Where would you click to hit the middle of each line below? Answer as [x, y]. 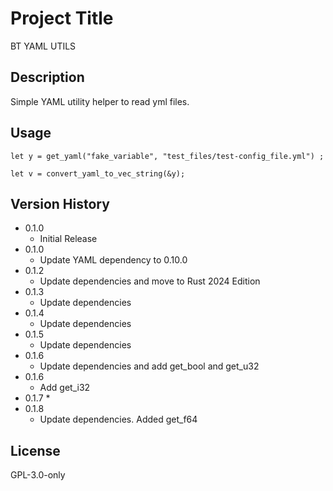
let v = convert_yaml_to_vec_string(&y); [98, 173]
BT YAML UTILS [43, 46]
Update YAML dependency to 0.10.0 [113, 260]
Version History [60, 203]
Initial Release [68, 239]
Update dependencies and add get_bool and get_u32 [149, 366]
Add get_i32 [65, 388]
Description [47, 77]
